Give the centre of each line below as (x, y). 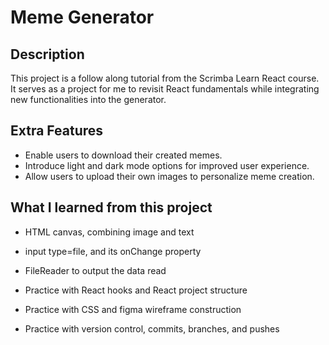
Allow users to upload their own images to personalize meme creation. (169, 176)
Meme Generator (82, 17)
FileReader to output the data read (95, 270)
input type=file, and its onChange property (113, 251)
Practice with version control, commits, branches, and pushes (152, 328)
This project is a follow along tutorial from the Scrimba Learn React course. (165, 78)
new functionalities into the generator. (88, 99)
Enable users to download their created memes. (123, 155)
